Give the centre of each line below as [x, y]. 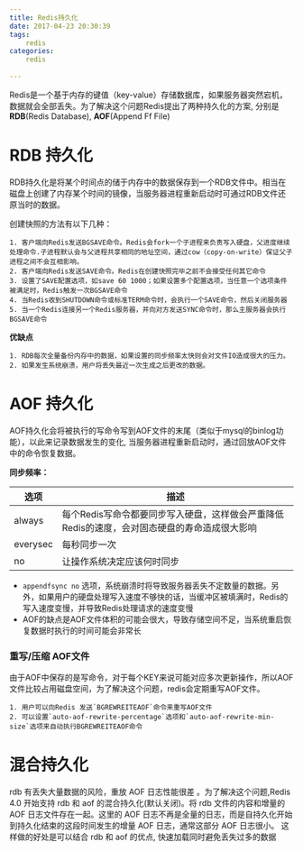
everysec [34, 544]
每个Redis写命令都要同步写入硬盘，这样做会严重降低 [173, 514]
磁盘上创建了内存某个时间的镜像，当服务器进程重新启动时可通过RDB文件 [144, 193]
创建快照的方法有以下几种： [61, 224]
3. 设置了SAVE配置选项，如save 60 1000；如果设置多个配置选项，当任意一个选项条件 [148, 280]
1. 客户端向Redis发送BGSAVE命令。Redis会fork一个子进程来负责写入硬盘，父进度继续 [150, 242]
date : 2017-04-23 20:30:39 [60, 26]
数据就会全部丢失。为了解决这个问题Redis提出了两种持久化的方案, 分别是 [144, 105]
